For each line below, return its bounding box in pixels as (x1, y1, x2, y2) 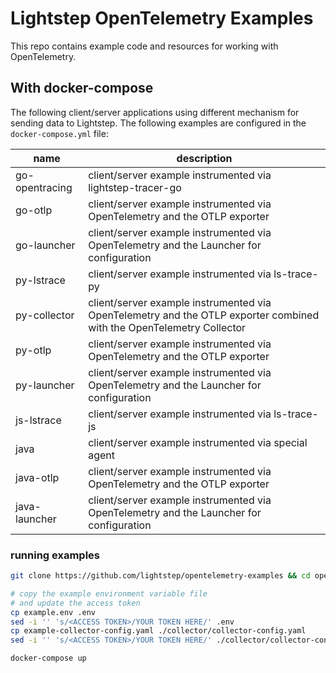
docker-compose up (10, 653, 87, 664)
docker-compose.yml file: (10, 127, 109, 139)
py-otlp (15, 343, 52, 357)
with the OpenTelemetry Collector (88, 320, 247, 334)
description (176, 151, 233, 165)
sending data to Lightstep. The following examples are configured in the (10, 117, 307, 129)
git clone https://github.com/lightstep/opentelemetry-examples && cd (10, 571, 311, 581)
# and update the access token (10, 598, 141, 608)
